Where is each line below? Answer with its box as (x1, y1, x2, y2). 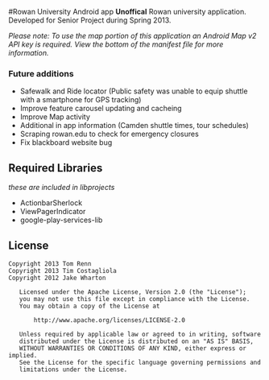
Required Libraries (8, 161, 103, 175)
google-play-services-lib (19, 215, 103, 225)
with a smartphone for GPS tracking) (19, 95, 142, 105)
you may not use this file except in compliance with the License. (19, 295, 250, 303)
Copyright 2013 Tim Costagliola (8, 266, 117, 275)
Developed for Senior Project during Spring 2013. (8, 15, 172, 25)
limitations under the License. (19, 366, 128, 374)
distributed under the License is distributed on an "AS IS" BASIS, (19, 337, 254, 345)
